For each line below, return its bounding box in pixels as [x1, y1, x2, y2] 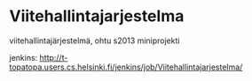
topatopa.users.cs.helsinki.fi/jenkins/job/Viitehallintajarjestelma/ [9, 62, 243, 72]
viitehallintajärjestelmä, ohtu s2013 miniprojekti [9, 35, 180, 46]
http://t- [39, 52, 68, 63]
